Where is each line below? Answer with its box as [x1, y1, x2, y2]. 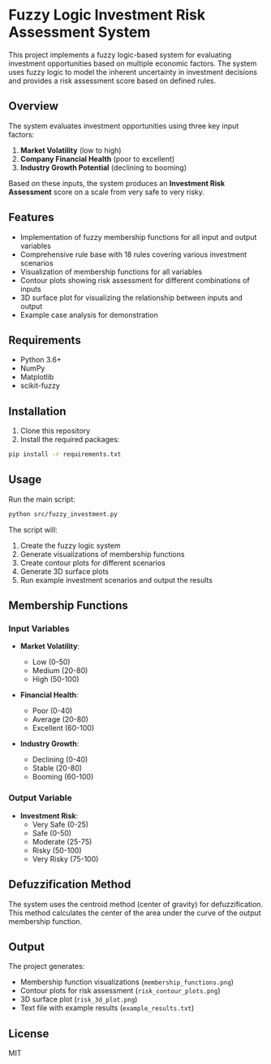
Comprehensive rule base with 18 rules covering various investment [19, 250, 247, 259]
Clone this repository [19, 426, 91, 436]
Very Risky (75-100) [32, 853, 99, 863]
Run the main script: [8, 494, 75, 504]
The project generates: [8, 962, 85, 971]
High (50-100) [32, 675, 80, 684]
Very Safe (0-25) [32, 819, 89, 829]
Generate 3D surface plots [19, 567, 110, 576]
